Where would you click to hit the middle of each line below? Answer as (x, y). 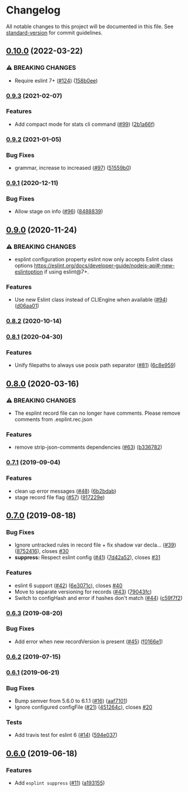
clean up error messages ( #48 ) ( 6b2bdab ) (65, 491)
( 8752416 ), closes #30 (41, 551)
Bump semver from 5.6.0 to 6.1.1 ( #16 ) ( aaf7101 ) (71, 701)
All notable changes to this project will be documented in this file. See (90, 26)
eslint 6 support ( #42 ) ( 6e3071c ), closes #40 (68, 585)
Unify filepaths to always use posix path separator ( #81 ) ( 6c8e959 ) (95, 365)
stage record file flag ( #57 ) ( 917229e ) (60, 497)
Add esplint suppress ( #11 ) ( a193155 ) (60, 783)
